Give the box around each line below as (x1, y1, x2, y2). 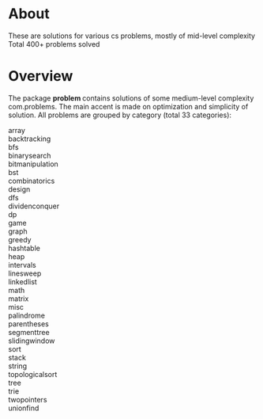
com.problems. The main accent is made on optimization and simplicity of (8, 101, 249, 111)
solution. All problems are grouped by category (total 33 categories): (8, 110, 231, 120)
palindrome (8, 310, 46, 320)
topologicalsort (8, 369, 58, 379)
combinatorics (8, 176, 55, 185)
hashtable (8, 243, 41, 253)
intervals (8, 260, 37, 269)
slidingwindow (8, 336, 55, 345)
